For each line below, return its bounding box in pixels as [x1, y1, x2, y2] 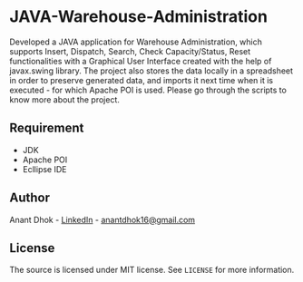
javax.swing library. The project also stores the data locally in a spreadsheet [9, 65, 293, 76]
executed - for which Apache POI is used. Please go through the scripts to [9, 84, 288, 95]
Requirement [9, 121, 84, 136]
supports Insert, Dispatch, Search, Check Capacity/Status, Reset [9, 45, 251, 56]
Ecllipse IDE [22, 163, 67, 174]
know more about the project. [9, 93, 121, 105]
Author [9, 190, 50, 206]
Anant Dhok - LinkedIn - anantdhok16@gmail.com [9, 214, 196, 225]
